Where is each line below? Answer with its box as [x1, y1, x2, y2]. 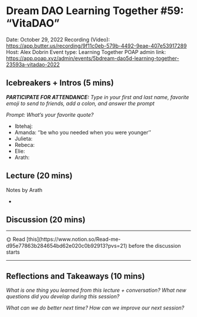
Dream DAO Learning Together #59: [6, 4, 184, 18]
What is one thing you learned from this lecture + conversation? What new [6, 286, 186, 294]
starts [6, 248, 21, 256]
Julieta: [14, 135, 33, 142]
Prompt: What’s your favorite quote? [6, 111, 94, 118]
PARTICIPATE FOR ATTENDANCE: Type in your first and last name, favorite [6, 93, 189, 100]
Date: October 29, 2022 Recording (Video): [6, 36, 110, 43]
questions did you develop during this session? [6, 293, 120, 300]
